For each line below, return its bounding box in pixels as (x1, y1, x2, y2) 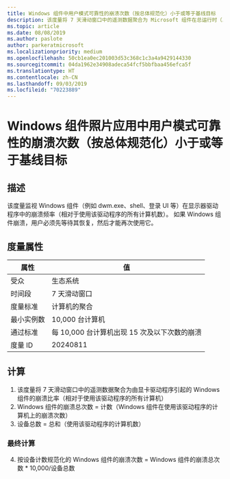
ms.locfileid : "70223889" (7, 86, 81, 93)
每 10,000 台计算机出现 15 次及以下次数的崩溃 (51, 327, 202, 337)
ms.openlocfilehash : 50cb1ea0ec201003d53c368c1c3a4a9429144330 (7, 55, 192, 62)
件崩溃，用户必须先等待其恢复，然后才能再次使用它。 (7, 219, 157, 227)
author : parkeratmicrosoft (7, 42, 84, 49)
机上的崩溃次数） (23, 411, 72, 419)
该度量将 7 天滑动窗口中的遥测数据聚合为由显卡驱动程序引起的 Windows (16, 385, 220, 393)
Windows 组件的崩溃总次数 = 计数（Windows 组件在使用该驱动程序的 (16, 402, 212, 410)
